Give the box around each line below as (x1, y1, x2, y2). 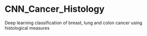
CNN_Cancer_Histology (4, 3, 105, 15)
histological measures (4, 25, 50, 31)
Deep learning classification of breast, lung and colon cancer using (4, 20, 143, 26)
